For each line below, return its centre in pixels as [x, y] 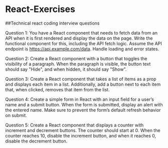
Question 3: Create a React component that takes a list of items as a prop [81, 79]
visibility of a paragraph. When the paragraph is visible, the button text [78, 64]
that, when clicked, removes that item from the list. [57, 89]
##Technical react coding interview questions [52, 23]
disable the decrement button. [36, 141]
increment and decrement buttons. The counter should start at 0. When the [83, 130]
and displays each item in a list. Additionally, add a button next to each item [83, 84]
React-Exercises [40, 9]
